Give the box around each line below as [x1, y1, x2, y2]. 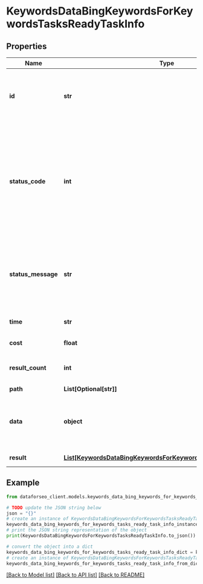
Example [6, 478, 40, 488]
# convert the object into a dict [6, 544, 94, 550]
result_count [9, 364, 47, 372]
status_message [9, 270, 59, 278]
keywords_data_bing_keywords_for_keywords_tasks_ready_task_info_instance [6, 521, 199, 528]
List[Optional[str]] [63, 385, 117, 393]
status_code [9, 177, 46, 185]
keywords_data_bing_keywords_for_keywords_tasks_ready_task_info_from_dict [6, 560, 201, 566]
